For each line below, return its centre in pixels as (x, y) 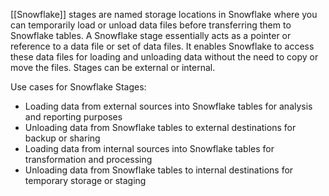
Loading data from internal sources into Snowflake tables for (149, 148)
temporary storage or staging (85, 180)
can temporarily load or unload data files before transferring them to (151, 25)
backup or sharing (62, 138)
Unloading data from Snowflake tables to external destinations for (160, 127)
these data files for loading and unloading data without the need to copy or (164, 57)
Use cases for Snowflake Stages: (78, 87)
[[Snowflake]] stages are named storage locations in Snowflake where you (164, 14)
